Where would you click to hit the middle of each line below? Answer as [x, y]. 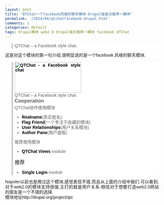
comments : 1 [17, 23]
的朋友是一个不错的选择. [29, 192]
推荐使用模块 [27, 142]
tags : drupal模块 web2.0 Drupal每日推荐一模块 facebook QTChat [67, 32]
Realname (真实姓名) [42, 117]
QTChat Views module [44, 151]
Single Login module [42, 172]
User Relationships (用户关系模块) [55, 128]
